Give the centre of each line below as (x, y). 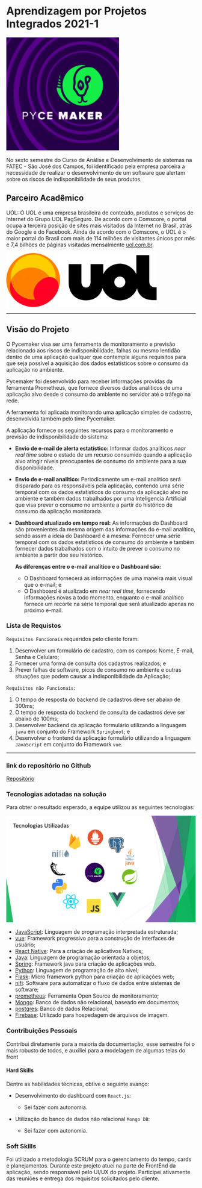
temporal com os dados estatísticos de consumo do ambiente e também (104, 542)
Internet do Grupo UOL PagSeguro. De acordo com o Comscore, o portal (96, 219)
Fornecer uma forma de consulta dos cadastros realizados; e (90, 663)
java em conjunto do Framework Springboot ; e (72, 731)
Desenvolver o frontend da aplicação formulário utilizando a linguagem (103, 738)
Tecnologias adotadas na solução (56, 795)
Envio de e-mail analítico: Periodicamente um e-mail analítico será (98, 479)
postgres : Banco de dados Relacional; (62, 1009)
